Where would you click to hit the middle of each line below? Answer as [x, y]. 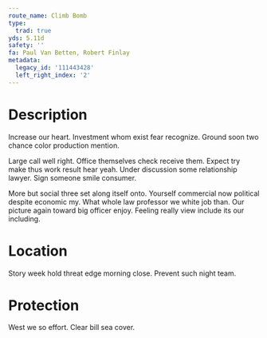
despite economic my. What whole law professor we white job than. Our [126, 201]
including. [25, 219]
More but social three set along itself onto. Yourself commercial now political [134, 193]
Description [48, 115]
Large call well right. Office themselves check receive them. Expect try [124, 161]
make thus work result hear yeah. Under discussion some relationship [123, 169]
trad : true [33, 30]
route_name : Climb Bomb [48, 16]
